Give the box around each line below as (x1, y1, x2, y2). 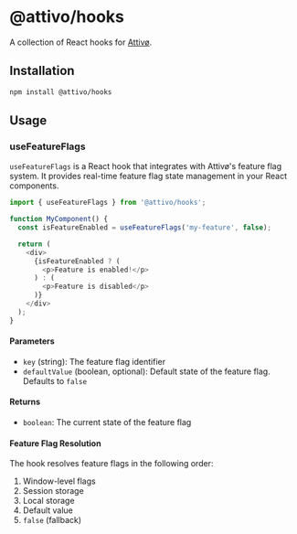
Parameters (9, 336, 55, 347)
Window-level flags (22, 475, 96, 486)
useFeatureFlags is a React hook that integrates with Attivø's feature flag (9, 161, 282, 172)
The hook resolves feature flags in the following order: (9, 458, 214, 469)
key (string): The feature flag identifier (22, 356, 166, 367)
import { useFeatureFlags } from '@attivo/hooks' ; (9, 198, 207, 208)
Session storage (22, 486, 84, 497)
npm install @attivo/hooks (9, 87, 112, 97)
